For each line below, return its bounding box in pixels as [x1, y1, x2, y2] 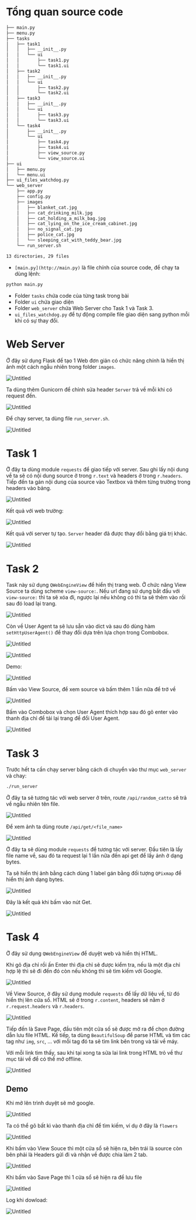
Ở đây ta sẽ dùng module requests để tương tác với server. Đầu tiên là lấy [6, 846, 183, 853]
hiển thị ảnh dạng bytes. [6, 876, 64, 883]
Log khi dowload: [6, 1196, 48, 1204]
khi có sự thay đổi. [14, 317, 60, 324]
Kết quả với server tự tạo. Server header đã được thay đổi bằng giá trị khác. [6, 530, 188, 537]
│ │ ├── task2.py [6, 84, 69, 90]
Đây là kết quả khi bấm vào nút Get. [6, 899, 92, 906]
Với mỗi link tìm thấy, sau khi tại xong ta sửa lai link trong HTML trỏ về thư [6, 1049, 183, 1056]
